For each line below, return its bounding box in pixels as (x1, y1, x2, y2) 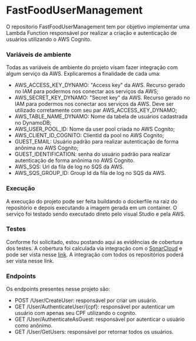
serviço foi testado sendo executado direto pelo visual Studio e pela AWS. (6, 210, 185, 217)
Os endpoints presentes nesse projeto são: (6, 285, 111, 293)
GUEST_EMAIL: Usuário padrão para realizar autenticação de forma (14, 138, 179, 145)
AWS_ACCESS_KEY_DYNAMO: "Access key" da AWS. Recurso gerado (14, 82, 185, 89)
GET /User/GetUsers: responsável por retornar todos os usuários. (14, 329, 174, 336)
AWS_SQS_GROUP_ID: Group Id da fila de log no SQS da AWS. (14, 170, 166, 177)
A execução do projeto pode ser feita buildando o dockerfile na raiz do (6, 197, 178, 204)
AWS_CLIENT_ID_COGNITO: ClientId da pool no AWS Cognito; (14, 132, 164, 139)
